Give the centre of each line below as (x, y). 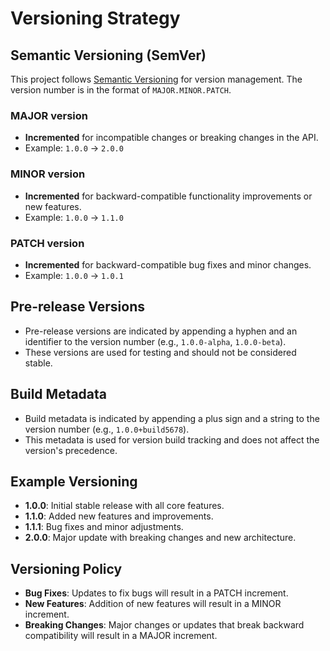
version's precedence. (71, 450)
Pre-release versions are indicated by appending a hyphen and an (161, 331)
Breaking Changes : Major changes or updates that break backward (164, 625)
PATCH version (47, 243)
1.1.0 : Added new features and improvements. (119, 516)
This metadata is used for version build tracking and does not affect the (172, 439)
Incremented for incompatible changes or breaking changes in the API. (171, 138)
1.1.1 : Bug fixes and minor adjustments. (104, 527)
